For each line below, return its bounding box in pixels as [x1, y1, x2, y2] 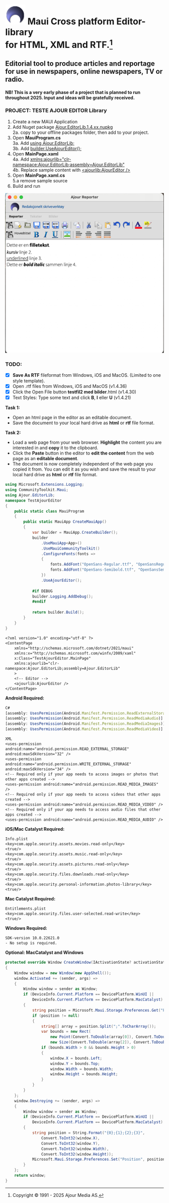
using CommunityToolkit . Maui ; [5, 487, 69, 492]
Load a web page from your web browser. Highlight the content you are [12, 439, 162, 445]
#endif [32, 599, 46, 605]
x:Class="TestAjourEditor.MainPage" [14, 656, 92, 661]
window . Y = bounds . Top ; [50, 1061, 100, 1066]
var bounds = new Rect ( [41, 1029, 92, 1034]
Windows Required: [5, 925, 48, 931]
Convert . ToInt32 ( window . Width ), [41, 1146, 109, 1151]
